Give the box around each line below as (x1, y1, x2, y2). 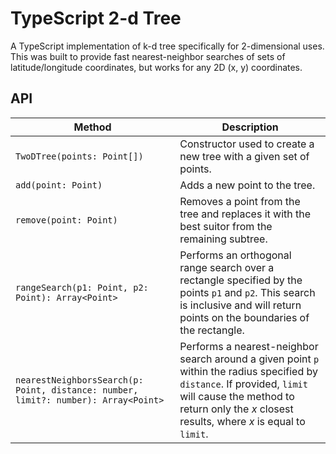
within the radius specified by (179, 364, 318, 378)
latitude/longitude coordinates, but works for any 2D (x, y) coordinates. (10, 61, 303, 73)
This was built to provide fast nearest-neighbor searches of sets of (10, 50, 286, 62)
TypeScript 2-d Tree (10, 7, 182, 30)
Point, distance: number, (15, 384, 139, 396)
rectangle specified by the (179, 273, 303, 287)
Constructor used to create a (179, 137, 315, 151)
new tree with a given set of (179, 149, 310, 163)
